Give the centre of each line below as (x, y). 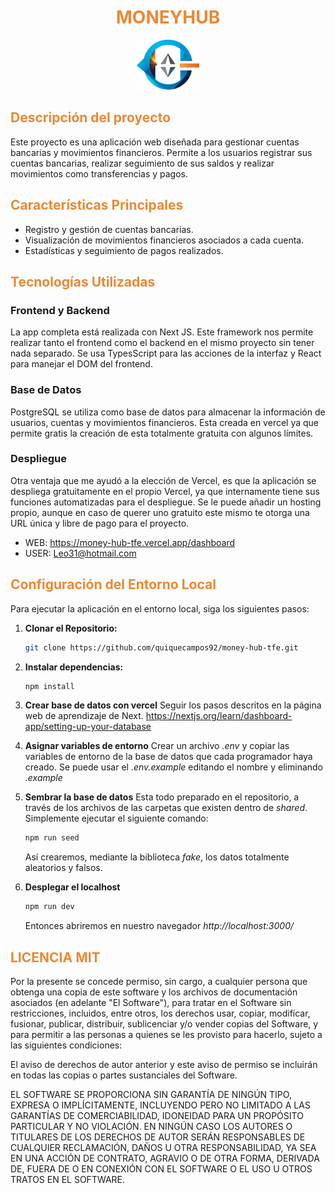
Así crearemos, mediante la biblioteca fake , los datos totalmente (157, 857)
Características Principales (97, 205)
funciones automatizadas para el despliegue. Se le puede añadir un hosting (166, 502)
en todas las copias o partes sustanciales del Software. (124, 1075)
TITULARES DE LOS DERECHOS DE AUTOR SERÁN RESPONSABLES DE (158, 1137)
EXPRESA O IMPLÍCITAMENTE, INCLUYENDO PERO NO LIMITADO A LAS (160, 1105)
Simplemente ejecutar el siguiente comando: (116, 818)
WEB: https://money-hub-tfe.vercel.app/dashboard (130, 542)
